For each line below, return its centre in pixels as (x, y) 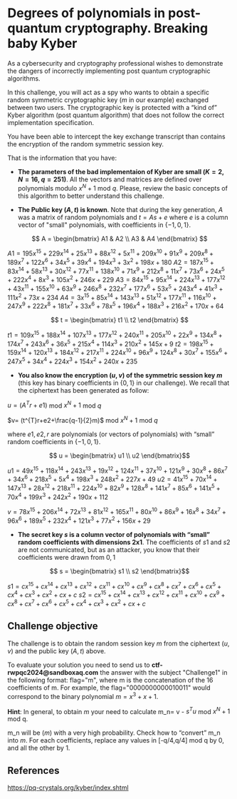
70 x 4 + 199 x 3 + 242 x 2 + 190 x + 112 (58, 496)
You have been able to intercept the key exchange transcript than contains (116, 136)
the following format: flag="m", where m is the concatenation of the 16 (110, 680)
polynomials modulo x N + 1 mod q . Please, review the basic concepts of (122, 187)
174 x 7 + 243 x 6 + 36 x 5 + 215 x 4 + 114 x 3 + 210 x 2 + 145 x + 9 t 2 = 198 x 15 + (111, 343)
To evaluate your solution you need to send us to (79, 665)
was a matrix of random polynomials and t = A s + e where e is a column (123, 217)
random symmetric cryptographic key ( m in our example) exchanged (108, 100)
